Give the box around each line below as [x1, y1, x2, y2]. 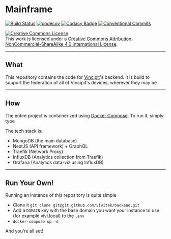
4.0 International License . [64, 41, 118, 47]
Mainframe [5, 4, 53, 15]
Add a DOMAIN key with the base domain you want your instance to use [12, 207, 159, 214]
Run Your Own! [5, 178, 54, 187]
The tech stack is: [5, 128, 43, 134]
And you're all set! [5, 228, 43, 234]
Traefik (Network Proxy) [12, 148, 64, 155]
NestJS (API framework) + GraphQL [12, 143, 88, 149]
